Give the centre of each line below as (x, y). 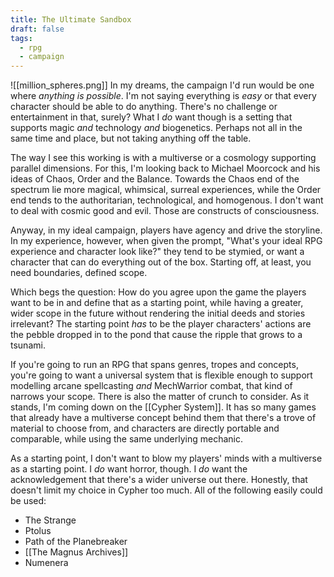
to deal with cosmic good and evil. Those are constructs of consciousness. (165, 211)
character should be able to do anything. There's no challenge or (144, 107)
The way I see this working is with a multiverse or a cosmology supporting (163, 158)
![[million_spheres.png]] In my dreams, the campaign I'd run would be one (162, 85)
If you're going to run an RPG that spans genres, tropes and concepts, (154, 365)
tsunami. (28, 345)
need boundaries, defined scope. (79, 273)
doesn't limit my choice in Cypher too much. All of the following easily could (166, 490)
